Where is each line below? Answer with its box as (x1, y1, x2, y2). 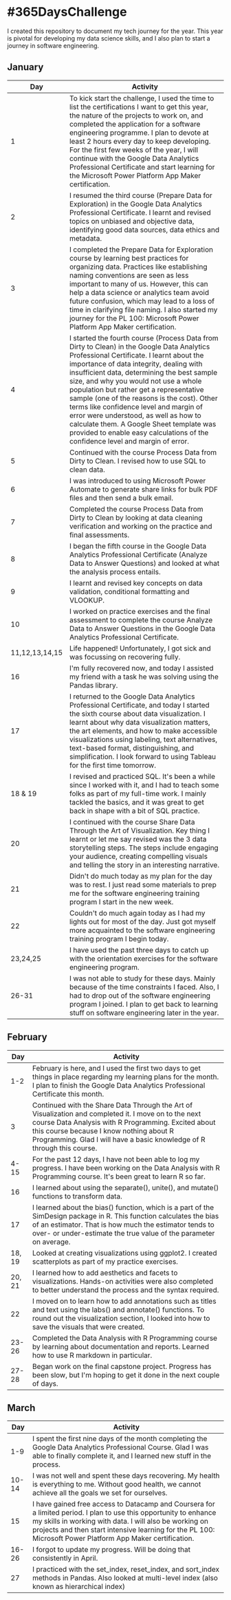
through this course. (32, 1143, 98, 1152)
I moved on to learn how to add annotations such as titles (32, 1296, 217, 1306)
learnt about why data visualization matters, (69, 717, 211, 727)
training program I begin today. (69, 934, 169, 943)
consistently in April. (32, 1553, 98, 1563)
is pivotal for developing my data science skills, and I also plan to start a (7, 34, 211, 42)
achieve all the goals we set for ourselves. (32, 1488, 168, 1498)
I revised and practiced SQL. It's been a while (69, 771, 215, 781)
